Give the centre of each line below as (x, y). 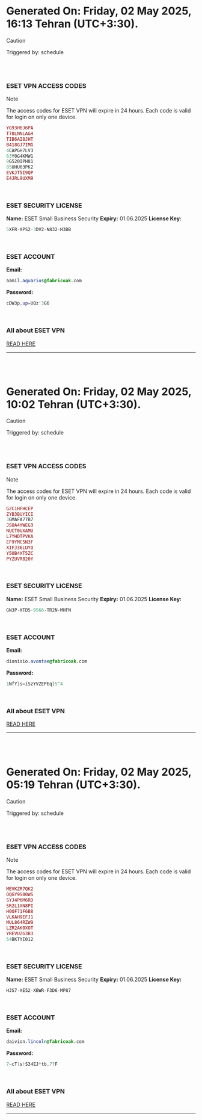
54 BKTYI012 (20, 939)
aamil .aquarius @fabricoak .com (44, 281)
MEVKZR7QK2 (20, 889)
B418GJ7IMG (20, 145)
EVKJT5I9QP (20, 173)
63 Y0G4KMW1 (20, 156)
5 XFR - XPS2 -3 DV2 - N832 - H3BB (38, 230)
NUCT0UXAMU (20, 531)
